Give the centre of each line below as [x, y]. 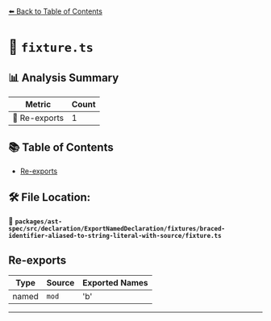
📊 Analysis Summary [64, 78]
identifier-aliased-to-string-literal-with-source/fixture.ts [115, 236]
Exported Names [115, 283]
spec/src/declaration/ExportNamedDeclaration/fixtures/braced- [117, 228]
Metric [38, 104]
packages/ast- [39, 221]
